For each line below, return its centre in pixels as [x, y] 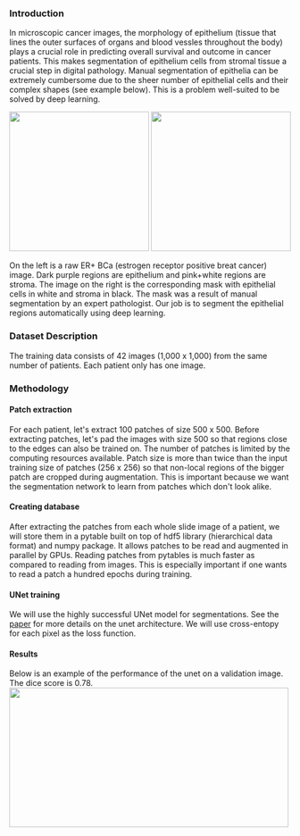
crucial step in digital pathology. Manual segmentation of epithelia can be [144, 71]
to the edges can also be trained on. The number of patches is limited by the [150, 448]
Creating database [45, 506]
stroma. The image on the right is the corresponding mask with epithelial [142, 285]
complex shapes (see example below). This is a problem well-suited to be [145, 90]
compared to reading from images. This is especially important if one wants [148, 564]
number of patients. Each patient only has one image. [108, 365]
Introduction [37, 13]
